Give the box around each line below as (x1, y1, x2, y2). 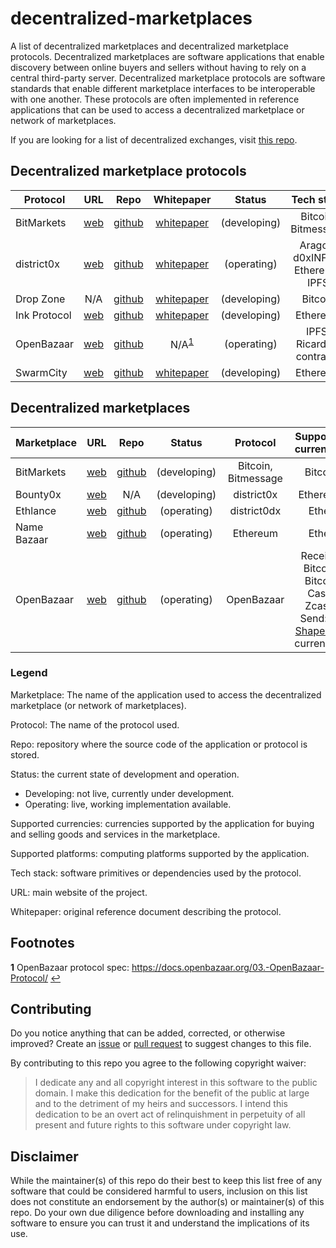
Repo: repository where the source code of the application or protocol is (10, 738, 308, 750)
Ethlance (15, 503, 57, 517)
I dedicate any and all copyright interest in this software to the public (34, 1077, 318, 1089)
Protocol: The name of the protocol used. (10, 718, 180, 731)
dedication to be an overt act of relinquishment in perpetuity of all (34, 1108, 306, 1121)
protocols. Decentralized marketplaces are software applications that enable (10, 50, 325, 62)
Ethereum (232, 526, 278, 540)
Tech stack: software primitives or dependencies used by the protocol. (10, 867, 302, 879)
